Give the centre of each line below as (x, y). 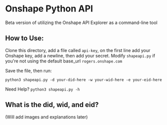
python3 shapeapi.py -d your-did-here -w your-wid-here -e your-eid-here (84, 80)
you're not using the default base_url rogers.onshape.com (64, 61)
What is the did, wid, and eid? (52, 105)
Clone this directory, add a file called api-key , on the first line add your (78, 50)
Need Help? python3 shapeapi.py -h (42, 89)
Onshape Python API (49, 9)
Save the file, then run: (28, 70)
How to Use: (24, 38)
